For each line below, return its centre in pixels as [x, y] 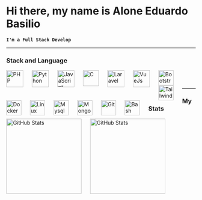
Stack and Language [37, 60]
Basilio [23, 24]
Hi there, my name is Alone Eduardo [97, 11]
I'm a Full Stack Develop [38, 40]
